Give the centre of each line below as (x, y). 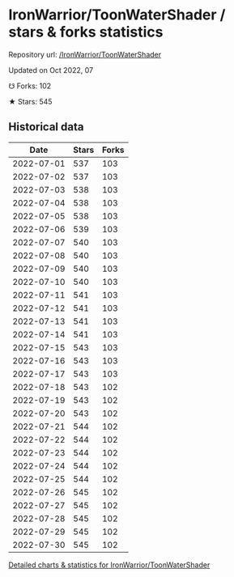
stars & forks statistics (86, 32)
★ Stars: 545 (30, 101)
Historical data (46, 127)
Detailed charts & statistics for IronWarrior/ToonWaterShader (109, 565)
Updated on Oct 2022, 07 (51, 70)
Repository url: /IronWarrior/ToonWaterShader (85, 54)
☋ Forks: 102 (30, 86)
